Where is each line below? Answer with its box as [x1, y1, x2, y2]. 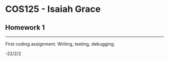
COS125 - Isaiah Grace [5, 3, 101, 15]
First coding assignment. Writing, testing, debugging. [5, 41, 115, 47]
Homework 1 [5, 23, 45, 32]
